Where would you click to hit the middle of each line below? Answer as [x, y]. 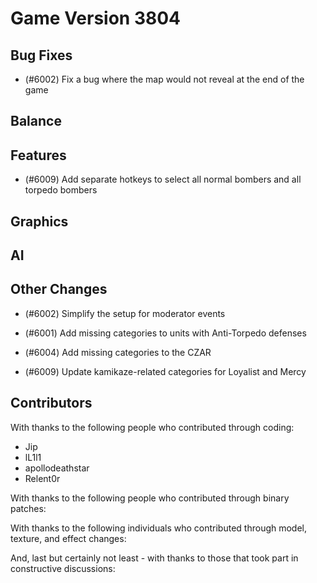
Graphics [39, 221]
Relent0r [42, 478]
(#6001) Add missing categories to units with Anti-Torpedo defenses [165, 333]
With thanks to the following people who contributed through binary [150, 498]
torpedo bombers [61, 190]
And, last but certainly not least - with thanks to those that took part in [154, 558]
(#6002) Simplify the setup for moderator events [125, 313]
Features [38, 155]
